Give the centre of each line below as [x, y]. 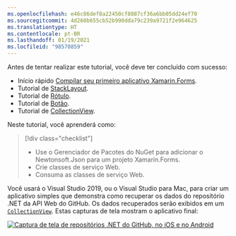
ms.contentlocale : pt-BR [44, 34]
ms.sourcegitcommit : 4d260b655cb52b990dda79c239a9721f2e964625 [102, 21]
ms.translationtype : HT [42, 27]
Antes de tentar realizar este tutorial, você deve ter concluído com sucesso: [118, 67]
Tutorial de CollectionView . [56, 111]
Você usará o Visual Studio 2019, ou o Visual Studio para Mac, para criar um [118, 188]
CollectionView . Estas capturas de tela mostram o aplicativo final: [103, 211]
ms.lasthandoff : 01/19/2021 [49, 40]
